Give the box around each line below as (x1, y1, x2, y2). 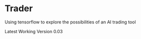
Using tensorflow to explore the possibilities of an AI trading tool (4, 19, 136, 25)
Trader (4, 3, 33, 14)
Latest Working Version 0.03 (4, 28, 63, 34)
